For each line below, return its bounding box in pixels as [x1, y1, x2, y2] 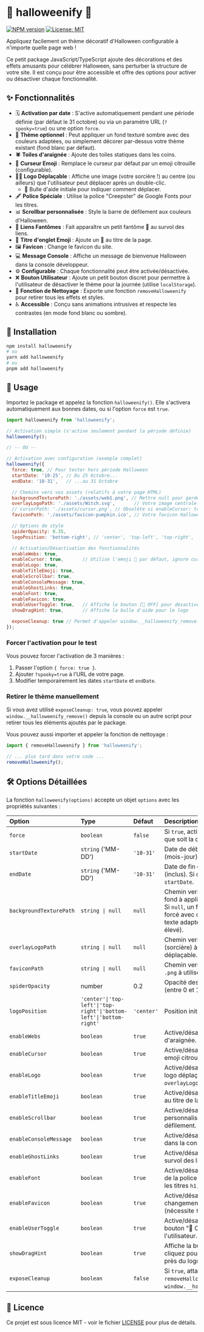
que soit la [164, 834, 194, 843]
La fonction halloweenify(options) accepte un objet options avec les [6, 796, 180, 803]
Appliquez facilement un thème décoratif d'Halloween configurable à [6, 37, 179, 44]
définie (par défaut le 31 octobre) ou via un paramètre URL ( [15, 118, 165, 125]
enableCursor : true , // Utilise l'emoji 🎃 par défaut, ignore [12, 557, 189, 563]
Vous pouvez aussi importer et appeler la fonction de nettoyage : [6, 731, 169, 738]
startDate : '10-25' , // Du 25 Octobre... [12, 472, 118, 479]
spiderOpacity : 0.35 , [12, 528, 67, 535]
